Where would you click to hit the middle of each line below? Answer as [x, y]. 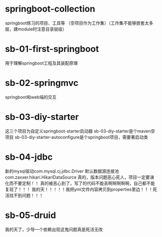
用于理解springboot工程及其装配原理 [41, 63]
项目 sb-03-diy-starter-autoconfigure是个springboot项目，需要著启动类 [76, 137]
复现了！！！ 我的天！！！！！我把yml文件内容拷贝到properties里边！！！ [79, 189]
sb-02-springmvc [42, 83]
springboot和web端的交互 [31, 97]
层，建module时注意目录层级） [36, 29]
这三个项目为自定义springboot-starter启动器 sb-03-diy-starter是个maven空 [80, 131]
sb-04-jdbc [29, 157]
